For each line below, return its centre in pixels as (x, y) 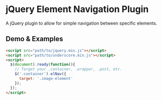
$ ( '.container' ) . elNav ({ (40, 74)
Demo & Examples (34, 39)
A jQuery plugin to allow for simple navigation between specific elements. (81, 23)
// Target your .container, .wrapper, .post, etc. (68, 69)
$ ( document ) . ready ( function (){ (43, 65)
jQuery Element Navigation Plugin (77, 9)
